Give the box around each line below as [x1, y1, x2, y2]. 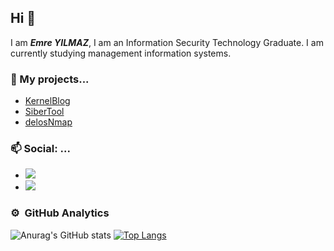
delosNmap [24, 116, 73, 128]
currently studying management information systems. [10, 47, 232, 59]
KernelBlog [24, 95, 71, 107]
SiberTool [24, 106, 65, 118]
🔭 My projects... [10, 72, 90, 86]
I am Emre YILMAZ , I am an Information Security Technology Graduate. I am [10, 36, 324, 48]
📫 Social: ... [10, 142, 71, 156]
